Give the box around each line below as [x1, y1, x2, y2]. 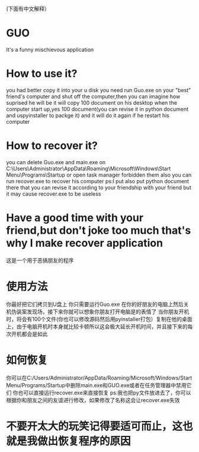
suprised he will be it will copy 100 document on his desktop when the [6, 99, 178, 106]
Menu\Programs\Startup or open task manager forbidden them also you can [6, 171, 192, 178]
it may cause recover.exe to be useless [6, 190, 101, 197]
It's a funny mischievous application [6, 46, 94, 53]
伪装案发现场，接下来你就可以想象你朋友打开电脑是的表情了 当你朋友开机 [11, 308, 190, 315]
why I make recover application [6, 237, 163, 250]
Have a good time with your [6, 211, 144, 224]
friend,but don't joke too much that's [6, 224, 191, 237]
